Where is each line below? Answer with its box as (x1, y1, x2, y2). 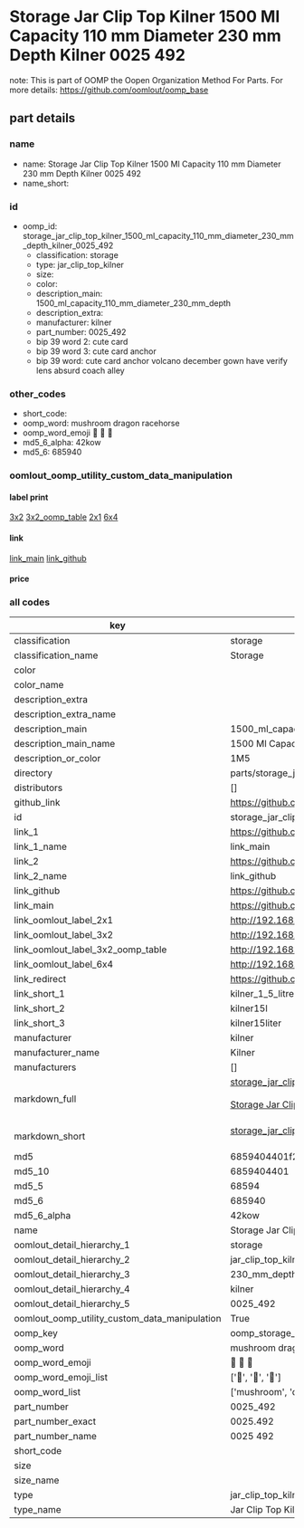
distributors (14, 781, 63, 794)
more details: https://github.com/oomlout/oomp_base (9, 84, 209, 95)
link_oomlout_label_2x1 (14, 914, 114, 927)
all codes (9, 596, 51, 608)
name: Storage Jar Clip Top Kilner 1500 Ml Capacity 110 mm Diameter (22, 158, 281, 169)
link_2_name (14, 870, 68, 883)
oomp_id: (22, 220, 58, 232)
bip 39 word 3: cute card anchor (35, 346, 157, 357)
